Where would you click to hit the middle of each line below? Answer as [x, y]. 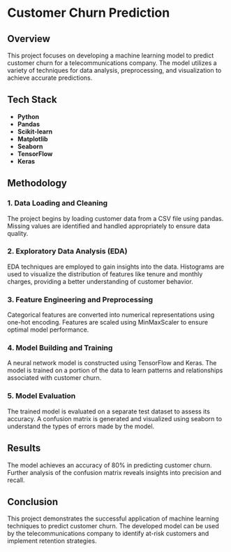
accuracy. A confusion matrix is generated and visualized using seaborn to [114, 418]
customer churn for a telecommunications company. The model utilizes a [112, 63]
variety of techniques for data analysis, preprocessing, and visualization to [114, 70]
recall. [16, 480]
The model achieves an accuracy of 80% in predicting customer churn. [110, 465]
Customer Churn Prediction [89, 13]
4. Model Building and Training [60, 348]
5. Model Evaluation [42, 396]
